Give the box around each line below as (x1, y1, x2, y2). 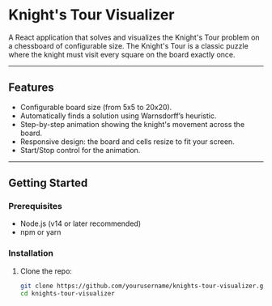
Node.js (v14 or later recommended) (19, 219, 142, 228)
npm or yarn (19, 227, 62, 237)
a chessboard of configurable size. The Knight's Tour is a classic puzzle (8, 40, 249, 50)
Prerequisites (8, 201, 62, 212)
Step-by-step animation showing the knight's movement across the (19, 119, 245, 129)
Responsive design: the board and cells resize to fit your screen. (19, 136, 235, 147)
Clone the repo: (19, 266, 73, 276)
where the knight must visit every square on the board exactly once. (8, 49, 236, 59)
